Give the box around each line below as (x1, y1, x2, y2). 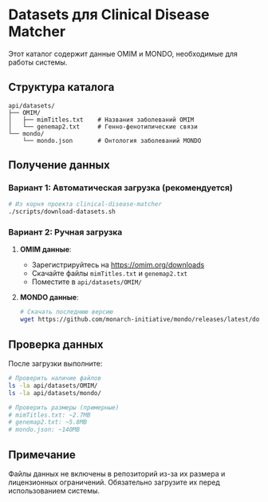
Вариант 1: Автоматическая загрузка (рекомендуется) (8, 182, 233, 193)
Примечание (8, 448, 76, 461)
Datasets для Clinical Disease (8, 6, 210, 24)
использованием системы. (8, 485, 100, 496)
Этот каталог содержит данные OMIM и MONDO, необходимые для (8, 49, 238, 58)
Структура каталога (8, 81, 115, 94)
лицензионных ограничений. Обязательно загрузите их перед (8, 477, 221, 487)
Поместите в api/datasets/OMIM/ (31, 277, 142, 287)
